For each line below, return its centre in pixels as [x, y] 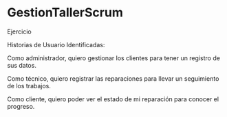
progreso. [21, 106]
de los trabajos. [29, 86]
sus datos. [22, 65]
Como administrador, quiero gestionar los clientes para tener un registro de [113, 58]
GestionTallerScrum [65, 13]
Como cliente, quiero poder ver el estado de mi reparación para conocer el [113, 99]
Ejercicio [20, 31]
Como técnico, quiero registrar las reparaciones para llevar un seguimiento [113, 78]
